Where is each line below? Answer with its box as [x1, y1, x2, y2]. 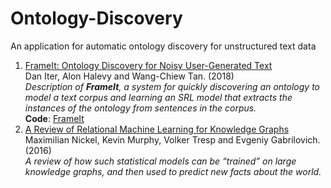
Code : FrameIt [24, 112, 85, 124]
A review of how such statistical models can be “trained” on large [24, 155, 297, 167]
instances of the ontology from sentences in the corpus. [24, 102, 257, 114]
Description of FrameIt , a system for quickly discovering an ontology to [24, 80, 321, 92]
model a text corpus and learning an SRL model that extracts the [24, 91, 293, 103]
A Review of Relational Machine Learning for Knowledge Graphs [24, 123, 290, 135]
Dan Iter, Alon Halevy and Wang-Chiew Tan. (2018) [24, 70, 235, 82]
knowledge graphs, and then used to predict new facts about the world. [24, 165, 322, 177]
